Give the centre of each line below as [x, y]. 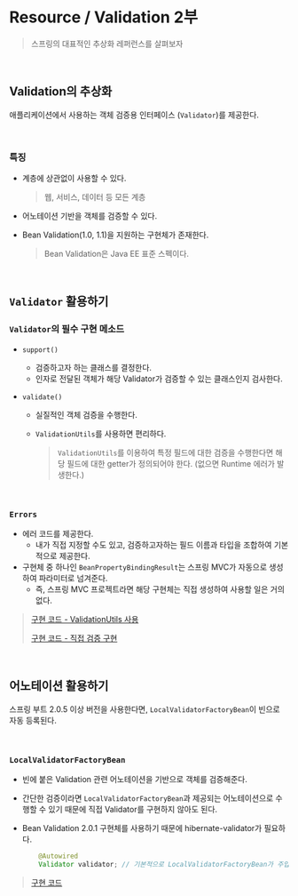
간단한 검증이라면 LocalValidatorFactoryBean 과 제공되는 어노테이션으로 [148, 798]
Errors [24, 514]
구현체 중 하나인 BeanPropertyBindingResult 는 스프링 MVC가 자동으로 [145, 567]
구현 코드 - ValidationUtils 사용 [85, 620]
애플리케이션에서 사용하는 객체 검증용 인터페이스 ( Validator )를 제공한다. [134, 115]
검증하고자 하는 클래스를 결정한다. [94, 367]
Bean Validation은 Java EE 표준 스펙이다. [116, 254]
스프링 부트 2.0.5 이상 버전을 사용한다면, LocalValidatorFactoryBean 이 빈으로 [145, 709]
